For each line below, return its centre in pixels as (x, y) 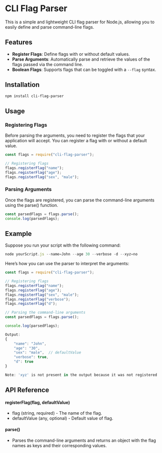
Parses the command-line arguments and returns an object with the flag (84, 440)
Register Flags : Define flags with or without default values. (71, 54)
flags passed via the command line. (48, 64)
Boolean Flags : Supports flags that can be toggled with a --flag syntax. (84, 69)
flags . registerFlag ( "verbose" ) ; (38, 299)
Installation (22, 85)
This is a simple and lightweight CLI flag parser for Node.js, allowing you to (80, 22)
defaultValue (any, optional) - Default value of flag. (63, 419)
